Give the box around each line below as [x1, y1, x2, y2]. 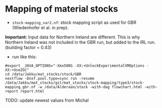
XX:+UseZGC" [5, 67, 29, 72]
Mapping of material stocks [5, 3, 118, 15]
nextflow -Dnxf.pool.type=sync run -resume [5, 76, 95, 81]
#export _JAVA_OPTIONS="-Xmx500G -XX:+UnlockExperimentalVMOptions [5, 63, 145, 68]
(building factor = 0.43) [5, 44, 52, 50]
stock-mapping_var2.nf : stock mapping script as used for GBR [12, 19, 137, 25]
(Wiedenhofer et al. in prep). [12, 24, 69, 30]
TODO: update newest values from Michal [5, 97, 89, 103]
